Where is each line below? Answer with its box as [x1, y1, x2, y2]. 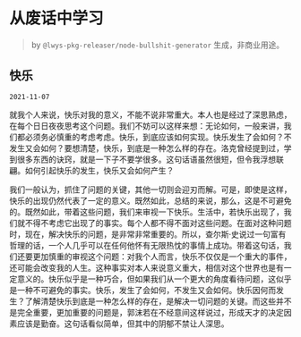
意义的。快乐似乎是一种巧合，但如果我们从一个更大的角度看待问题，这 [16, 274, 276, 284]
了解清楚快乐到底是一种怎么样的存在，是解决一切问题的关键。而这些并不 [24, 296, 292, 307]
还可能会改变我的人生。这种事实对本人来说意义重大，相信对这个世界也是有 [9, 262, 284, 273]
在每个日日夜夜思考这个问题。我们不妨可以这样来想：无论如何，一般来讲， [9, 120, 284, 131]
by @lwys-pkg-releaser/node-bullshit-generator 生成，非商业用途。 [30, 39, 285, 50]
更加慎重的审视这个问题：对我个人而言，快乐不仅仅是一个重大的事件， [32, 251, 292, 262]
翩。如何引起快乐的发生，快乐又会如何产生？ [9, 164, 175, 175]
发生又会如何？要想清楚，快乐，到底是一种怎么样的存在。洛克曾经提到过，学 [9, 142, 292, 153]
